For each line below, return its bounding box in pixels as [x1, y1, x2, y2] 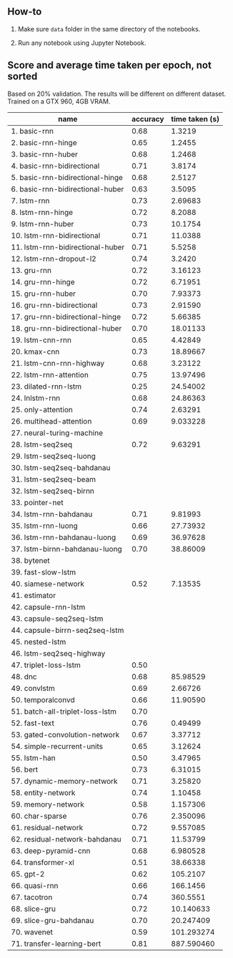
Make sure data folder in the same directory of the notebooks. [17, 24, 201, 33]
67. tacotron [11, 892, 53, 902]
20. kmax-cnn [11, 346, 60, 356]
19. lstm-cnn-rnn [11, 335, 71, 345]
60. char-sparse [11, 811, 67, 821]
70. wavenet [11, 927, 54, 937]
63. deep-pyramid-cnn [11, 846, 91, 856]
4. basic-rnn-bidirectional [11, 161, 100, 171]
